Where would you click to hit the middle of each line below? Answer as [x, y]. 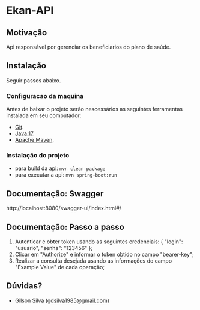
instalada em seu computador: [44, 115]
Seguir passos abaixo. [34, 80]
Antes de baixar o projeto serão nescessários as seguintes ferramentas [95, 109]
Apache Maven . [34, 140]
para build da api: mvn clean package [60, 168]
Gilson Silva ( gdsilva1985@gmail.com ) [62, 300]
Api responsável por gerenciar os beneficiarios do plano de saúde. [89, 47]
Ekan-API [30, 11]
